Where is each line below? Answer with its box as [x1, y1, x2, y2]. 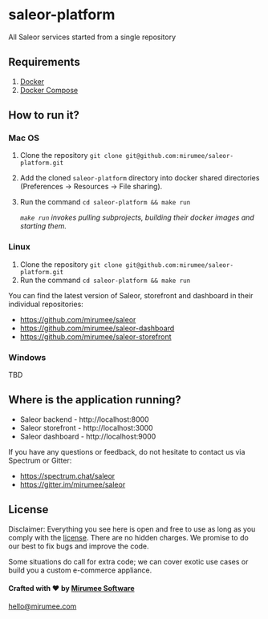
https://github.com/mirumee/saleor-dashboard [19, 323, 175, 333]
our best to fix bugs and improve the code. [8, 541, 150, 551]
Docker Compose [19, 85, 79, 95]
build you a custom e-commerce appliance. [8, 565, 152, 575]
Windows [8, 351, 47, 362]
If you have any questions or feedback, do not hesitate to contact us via [8, 447, 246, 456]
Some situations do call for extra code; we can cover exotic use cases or [8, 556, 249, 566]
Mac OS [8, 132, 40, 144]
